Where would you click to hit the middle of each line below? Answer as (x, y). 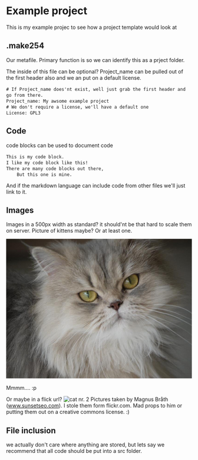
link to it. (16, 192)
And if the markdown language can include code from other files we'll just (96, 185)
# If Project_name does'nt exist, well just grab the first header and (96, 89)
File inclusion (31, 430)
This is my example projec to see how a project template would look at (92, 27)
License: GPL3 (24, 113)
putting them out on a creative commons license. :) (68, 412)
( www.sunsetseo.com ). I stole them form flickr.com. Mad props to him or (94, 406)
